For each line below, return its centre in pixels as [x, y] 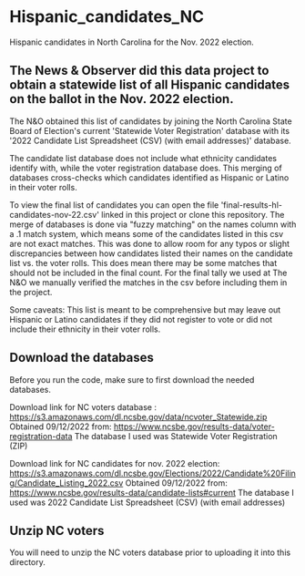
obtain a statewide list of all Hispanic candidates [150, 85]
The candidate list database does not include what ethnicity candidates [143, 158]
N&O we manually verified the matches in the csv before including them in [148, 282]
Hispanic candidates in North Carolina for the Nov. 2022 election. [132, 42]
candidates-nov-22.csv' [55, 214]
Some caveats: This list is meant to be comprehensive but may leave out [145, 309]
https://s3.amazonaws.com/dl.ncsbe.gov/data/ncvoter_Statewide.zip [138, 417]
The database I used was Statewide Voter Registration [176, 436]
